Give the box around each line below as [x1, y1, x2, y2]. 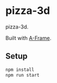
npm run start [5, 72, 40, 78]
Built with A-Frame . [5, 34, 52, 41]
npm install [5, 67, 34, 73]
